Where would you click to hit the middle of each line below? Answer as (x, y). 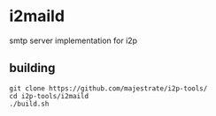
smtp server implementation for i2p (73, 40)
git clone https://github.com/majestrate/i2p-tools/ (108, 88)
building (32, 68)
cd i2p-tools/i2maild (49, 96)
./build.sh (29, 104)
